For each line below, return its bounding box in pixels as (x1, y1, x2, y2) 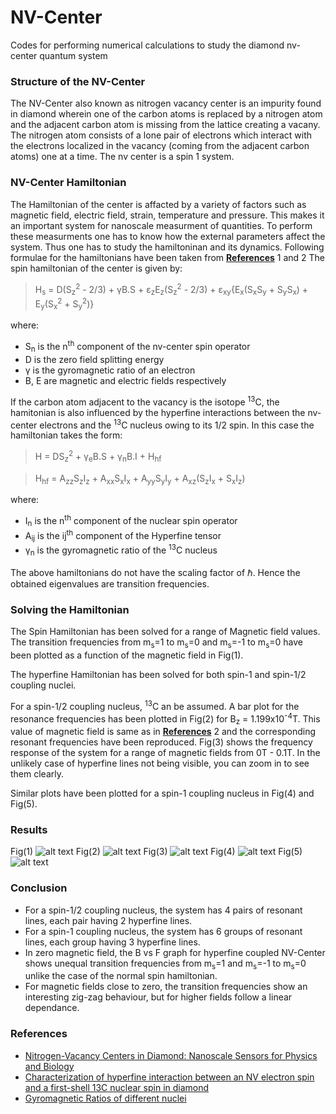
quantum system (39, 49, 108, 61)
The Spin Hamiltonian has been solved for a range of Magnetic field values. (10, 626, 321, 638)
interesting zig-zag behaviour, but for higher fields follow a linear (24, 991, 293, 1003)
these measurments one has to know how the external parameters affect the (10, 230, 326, 242)
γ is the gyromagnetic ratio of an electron (24, 364, 196, 376)
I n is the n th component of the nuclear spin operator (24, 513, 238, 529)
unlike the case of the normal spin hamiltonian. (24, 970, 218, 982)
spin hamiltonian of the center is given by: (10, 262, 183, 274)
